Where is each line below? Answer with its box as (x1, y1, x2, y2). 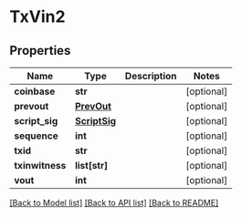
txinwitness (14, 160, 67, 171)
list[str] (74, 160, 108, 171)
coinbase (14, 85, 56, 98)
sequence (14, 129, 58, 142)
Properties (9, 43, 71, 58)
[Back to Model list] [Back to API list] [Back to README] (9, 198, 219, 208)
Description (124, 70, 177, 82)
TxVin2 (9, 6, 66, 27)
